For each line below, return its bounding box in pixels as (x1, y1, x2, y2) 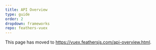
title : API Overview (5, 7, 48, 12)
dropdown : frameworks (5, 21, 50, 26)
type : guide (5, 12, 30, 17)
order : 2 (5, 16, 23, 21)
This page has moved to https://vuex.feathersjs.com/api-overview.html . (5, 39, 152, 45)
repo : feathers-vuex (5, 26, 48, 31)
